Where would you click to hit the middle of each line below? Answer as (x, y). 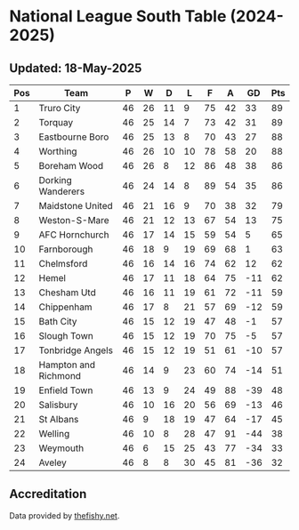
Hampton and (67, 365)
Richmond (60, 376)
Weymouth (61, 448)
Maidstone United (76, 206)
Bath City (58, 321)
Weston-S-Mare (74, 220)
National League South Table (118, 16)
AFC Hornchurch (74, 235)
